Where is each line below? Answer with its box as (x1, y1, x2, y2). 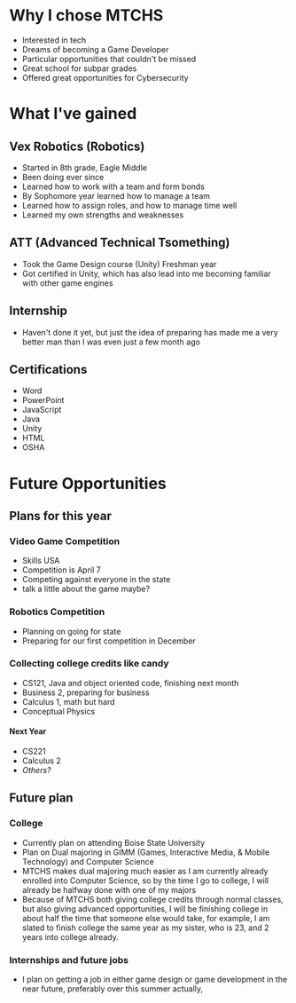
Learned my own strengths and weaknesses (21, 209, 184, 220)
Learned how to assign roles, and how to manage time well (21, 200, 238, 210)
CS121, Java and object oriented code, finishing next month (21, 677, 239, 688)
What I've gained (9, 104, 137, 124)
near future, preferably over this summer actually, (21, 983, 204, 994)
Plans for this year (9, 508, 113, 524)
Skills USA (21, 556, 60, 566)
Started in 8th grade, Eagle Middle (21, 162, 148, 173)
